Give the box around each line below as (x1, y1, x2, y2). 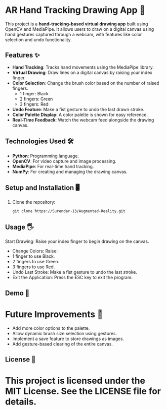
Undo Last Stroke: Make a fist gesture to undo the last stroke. (12, 269, 137, 275)
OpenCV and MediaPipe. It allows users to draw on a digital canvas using (5, 26, 154, 32)
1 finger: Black (19, 90, 49, 96)
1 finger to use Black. (12, 253, 55, 259)
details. (5, 396, 37, 408)
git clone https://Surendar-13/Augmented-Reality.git (12, 209, 125, 214)
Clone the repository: (12, 199, 56, 205)
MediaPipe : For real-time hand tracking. (12, 163, 94, 169)
